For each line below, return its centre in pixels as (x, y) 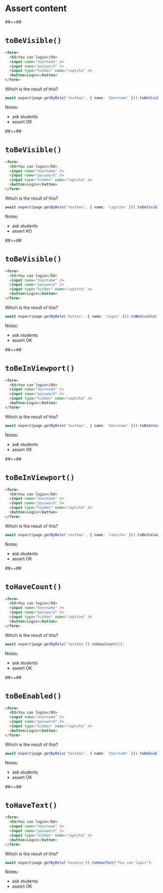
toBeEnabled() (33, 696)
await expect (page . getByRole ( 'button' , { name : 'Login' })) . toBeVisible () (82, 316)
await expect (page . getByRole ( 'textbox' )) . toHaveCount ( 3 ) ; (65, 644)
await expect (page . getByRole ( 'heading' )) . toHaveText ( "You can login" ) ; (79, 862)
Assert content (36, 8)
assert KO (22, 231)
